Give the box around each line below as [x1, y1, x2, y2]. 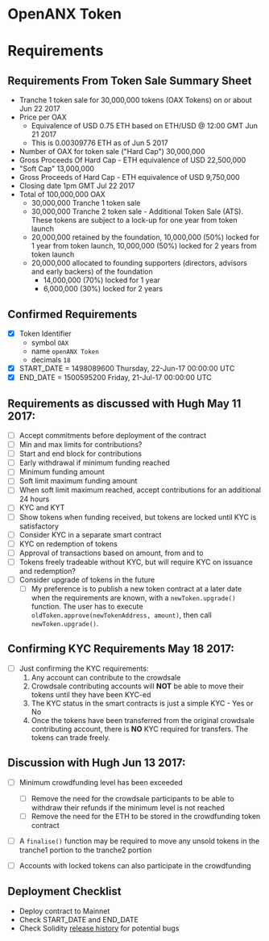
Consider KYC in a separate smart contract [19, 529, 162, 539]
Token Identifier [19, 328, 72, 338]
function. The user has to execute [31, 601, 143, 611]
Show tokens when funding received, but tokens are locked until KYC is [19, 512, 257, 521]
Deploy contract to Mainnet [19, 905, 110, 916]
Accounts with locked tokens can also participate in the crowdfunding [19, 860, 251, 870]
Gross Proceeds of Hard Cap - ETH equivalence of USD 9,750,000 [19, 173, 240, 182]
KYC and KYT [19, 503, 65, 512]
